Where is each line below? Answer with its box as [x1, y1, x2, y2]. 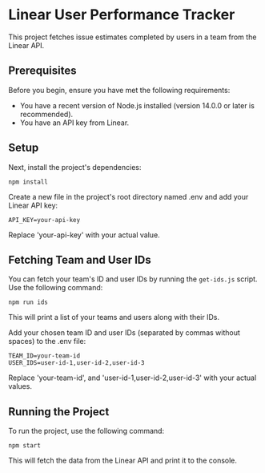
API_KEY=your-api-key [8, 216, 81, 224]
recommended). [19, 109, 74, 119]
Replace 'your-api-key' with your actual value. [8, 230, 160, 240]
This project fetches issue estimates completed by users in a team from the [8, 32, 257, 42]
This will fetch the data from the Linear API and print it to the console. [8, 455, 238, 466]
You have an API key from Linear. [19, 118, 130, 127]
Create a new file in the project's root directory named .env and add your [8, 192, 249, 201]
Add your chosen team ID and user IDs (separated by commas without [8, 328, 240, 338]
